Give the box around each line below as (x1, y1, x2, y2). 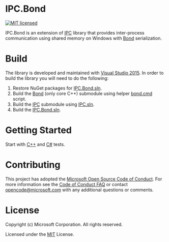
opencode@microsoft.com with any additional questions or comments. (5, 187, 154, 193)
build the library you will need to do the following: (5, 75, 109, 81)
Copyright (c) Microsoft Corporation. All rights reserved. (5, 221, 123, 227)
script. (12, 96, 26, 102)
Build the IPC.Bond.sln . (12, 106, 61, 112)
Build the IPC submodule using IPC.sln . (12, 101, 95, 107)
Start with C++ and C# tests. (5, 141, 65, 147)
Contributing (5, 159, 61, 170)
